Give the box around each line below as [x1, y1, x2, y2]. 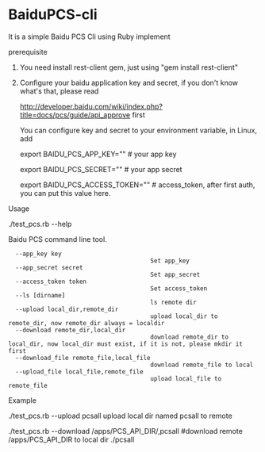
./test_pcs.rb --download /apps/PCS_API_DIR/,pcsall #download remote [8, 426, 244, 435]
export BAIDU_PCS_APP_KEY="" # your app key [19, 149, 177, 159]
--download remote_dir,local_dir [15, 326, 126, 334]
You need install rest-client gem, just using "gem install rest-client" [19, 62, 238, 72]
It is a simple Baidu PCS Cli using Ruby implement [8, 32, 171, 41]
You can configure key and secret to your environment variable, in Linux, [19, 125, 258, 135]
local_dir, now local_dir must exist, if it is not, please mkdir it [8, 339, 244, 348]
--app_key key [15, 250, 62, 258]
